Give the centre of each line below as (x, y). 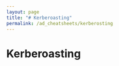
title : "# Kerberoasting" (39, 18)
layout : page (23, 12)
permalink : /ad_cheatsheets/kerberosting (60, 23)
